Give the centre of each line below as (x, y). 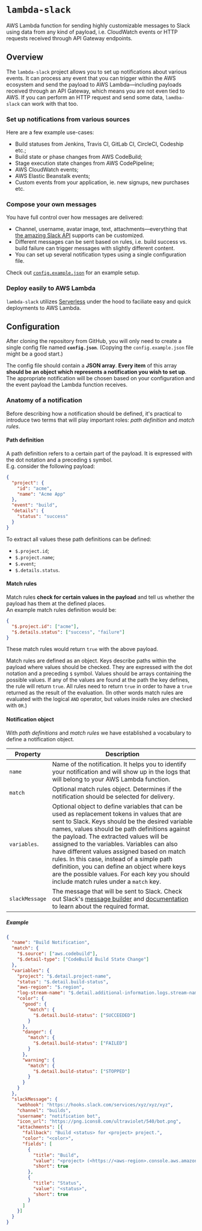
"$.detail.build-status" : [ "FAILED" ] (80, 1043)
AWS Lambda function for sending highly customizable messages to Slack (98, 25)
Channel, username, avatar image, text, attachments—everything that (101, 229)
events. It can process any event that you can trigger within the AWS (91, 78)
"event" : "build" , (35, 505)
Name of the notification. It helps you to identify (119, 764)
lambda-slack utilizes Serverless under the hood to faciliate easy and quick (99, 301)
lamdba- (175, 97)
